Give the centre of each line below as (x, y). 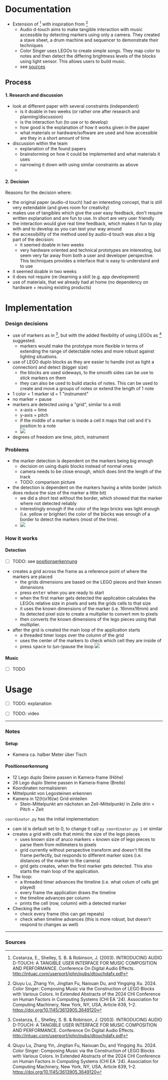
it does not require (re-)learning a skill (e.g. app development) (76, 277)
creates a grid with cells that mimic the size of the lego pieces (76, 834)
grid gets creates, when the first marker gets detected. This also (86, 866)
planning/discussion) (41, 117)
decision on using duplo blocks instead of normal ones (76, 466)
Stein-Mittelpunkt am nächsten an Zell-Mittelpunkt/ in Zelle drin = (87, 804)
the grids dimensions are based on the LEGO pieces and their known (90, 582)
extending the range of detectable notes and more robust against (87, 351)
